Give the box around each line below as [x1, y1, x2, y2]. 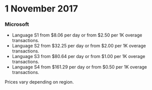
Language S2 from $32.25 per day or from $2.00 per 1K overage [12, 43, 146, 49]
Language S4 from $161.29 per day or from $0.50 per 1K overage [12, 64, 147, 70]
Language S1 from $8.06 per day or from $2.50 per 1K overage [12, 32, 142, 38]
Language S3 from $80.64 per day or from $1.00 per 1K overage [12, 53, 145, 59]
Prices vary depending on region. [5, 79, 74, 85]
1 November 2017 [5, 3, 79, 14]
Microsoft [5, 21, 29, 28]
